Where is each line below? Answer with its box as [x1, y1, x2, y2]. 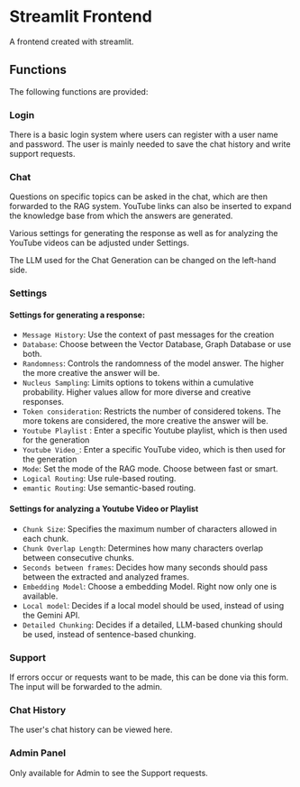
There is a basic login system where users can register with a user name [9, 129, 278, 141]
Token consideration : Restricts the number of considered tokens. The [22, 406, 281, 416]
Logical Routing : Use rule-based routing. [22, 473, 177, 484]
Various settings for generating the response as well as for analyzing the [9, 228, 278, 239]
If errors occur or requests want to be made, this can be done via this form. [9, 672, 289, 682]
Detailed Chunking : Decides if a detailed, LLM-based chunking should [22, 619, 283, 630]
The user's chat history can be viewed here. [9, 724, 173, 736]
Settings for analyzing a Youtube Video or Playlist [9, 503, 199, 515]
